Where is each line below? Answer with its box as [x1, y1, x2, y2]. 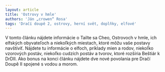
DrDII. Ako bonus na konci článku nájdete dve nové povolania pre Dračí [5, 56, 151, 62]
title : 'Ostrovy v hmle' [5, 12, 57, 17]
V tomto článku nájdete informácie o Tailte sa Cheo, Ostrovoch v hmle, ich [5, 35, 157, 41]
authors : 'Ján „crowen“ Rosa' [5, 16, 68, 21]
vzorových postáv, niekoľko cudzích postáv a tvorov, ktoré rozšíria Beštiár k [5, 51, 160, 57]
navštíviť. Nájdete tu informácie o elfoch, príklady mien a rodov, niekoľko [5, 45, 154, 51]
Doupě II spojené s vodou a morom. [5, 61, 78, 67]
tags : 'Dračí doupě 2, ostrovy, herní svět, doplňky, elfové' [5, 21, 137, 26]
